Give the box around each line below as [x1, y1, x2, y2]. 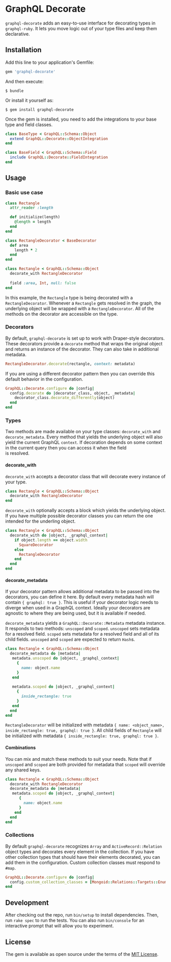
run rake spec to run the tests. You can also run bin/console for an [5, 918, 145, 924]
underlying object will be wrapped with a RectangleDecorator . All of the [5, 305, 154, 312]
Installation [5, 45, 42, 54]
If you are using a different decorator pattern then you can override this [5, 370, 155, 377]
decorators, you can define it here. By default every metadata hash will [5, 594, 154, 600]
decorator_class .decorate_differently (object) [14, 395, 115, 401]
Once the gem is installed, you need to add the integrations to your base [5, 116, 157, 122]
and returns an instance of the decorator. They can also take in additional [5, 346, 159, 352]
